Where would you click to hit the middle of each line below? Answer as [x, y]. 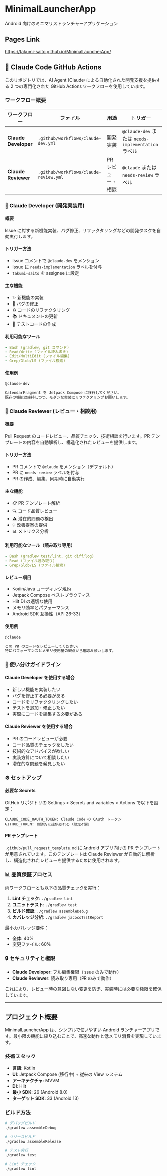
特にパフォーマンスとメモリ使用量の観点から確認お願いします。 [60, 651]
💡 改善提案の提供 [30, 525]
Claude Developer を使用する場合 [40, 677]
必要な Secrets [20, 791]
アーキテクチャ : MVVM [36, 1080]
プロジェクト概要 [31, 1017]
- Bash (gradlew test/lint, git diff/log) [50, 556]
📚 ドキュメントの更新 [35, 316]
